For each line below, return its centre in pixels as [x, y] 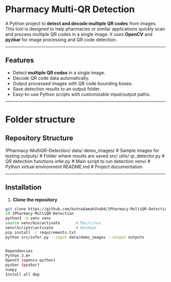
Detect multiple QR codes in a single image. [59, 73]
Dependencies [19, 251]
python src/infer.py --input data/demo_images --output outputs [75, 237]
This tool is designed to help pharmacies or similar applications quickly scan [85, 28]
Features [20, 60]
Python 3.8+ [18, 256]
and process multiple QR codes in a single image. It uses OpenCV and [79, 34]
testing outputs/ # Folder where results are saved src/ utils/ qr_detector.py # [85, 155]
